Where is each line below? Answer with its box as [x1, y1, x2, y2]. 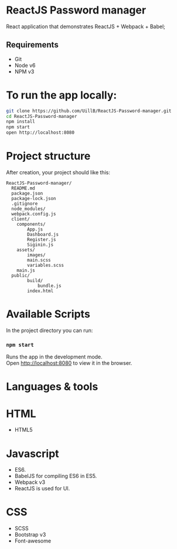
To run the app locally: [6, 89, 117, 101]
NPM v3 [14, 68, 35, 75]
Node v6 [14, 62, 36, 69]
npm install [6, 118, 35, 125]
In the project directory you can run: [6, 327, 93, 334]
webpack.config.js [11, 211, 57, 217]
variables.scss [27, 262, 64, 268]
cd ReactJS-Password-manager [6, 113, 77, 119]
